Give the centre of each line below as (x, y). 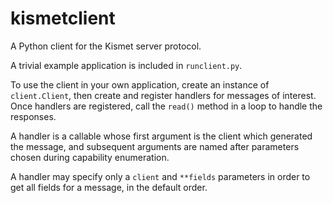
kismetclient (63, 18)
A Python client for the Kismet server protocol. (106, 46)
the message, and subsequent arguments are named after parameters (155, 146)
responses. (33, 116)
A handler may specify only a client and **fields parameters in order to (160, 176)
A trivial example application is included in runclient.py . (126, 65)
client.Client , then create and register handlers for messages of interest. (163, 95)
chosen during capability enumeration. (90, 157)
